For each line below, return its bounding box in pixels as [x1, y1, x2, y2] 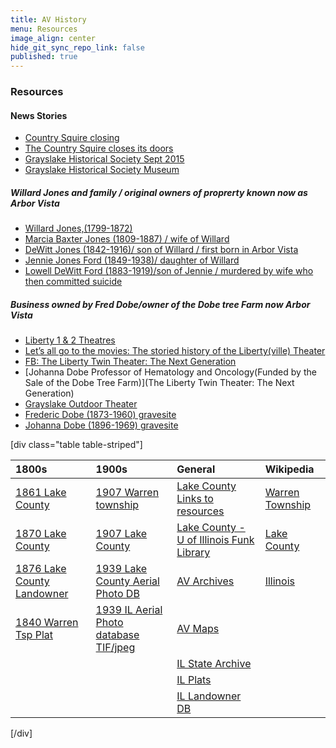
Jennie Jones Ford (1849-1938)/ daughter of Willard [24, 254, 240, 266]
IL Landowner [176, 689, 242, 703]
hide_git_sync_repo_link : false [10, 42, 145, 53]
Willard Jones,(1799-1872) [24, 222, 133, 235]
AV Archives [176, 574, 235, 588]
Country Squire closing [24, 132, 120, 144]
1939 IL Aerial [95, 603, 163, 617]
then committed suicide [24, 276, 123, 288]
